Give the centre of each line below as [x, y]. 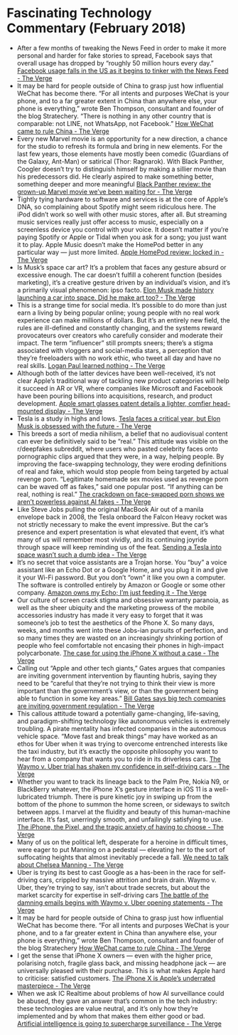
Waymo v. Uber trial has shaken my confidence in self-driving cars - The [123, 766]
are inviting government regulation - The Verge [86, 705]
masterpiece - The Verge [54, 986]
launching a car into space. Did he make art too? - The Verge [106, 298]
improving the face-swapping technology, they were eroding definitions [122, 463]
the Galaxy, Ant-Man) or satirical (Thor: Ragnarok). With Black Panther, [120, 161]
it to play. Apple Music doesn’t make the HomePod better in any [110, 244]
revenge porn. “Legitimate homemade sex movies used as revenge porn [123, 479]
